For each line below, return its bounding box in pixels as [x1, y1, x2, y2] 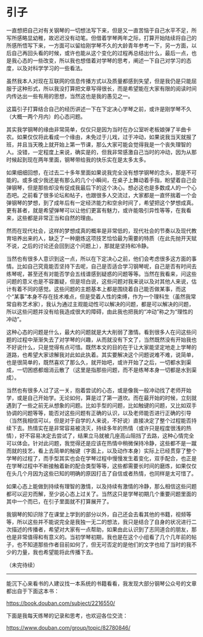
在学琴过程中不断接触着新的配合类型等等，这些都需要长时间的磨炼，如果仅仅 [6, 462, 197, 469]
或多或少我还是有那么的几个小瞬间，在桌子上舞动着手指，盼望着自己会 [22, 176, 197, 183]
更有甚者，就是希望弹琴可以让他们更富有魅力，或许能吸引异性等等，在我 [6, 206, 186, 214]
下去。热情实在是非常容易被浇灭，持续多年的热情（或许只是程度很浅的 [11, 424, 186, 431]
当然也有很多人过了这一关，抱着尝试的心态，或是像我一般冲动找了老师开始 [6, 387, 192, 394]
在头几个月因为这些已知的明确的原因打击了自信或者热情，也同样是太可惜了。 [6, 469, 197, 477]
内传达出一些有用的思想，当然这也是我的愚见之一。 [6, 92, 134, 100]
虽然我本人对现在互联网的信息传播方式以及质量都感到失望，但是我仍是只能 [6, 77, 192, 85]
